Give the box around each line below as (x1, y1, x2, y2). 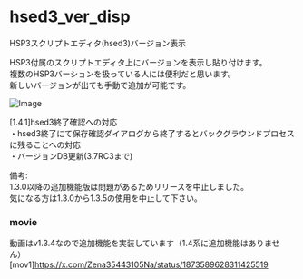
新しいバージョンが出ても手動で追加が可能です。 (9, 79, 191, 90)
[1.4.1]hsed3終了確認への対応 (9, 116, 118, 127)
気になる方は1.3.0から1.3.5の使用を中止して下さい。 (9, 193, 202, 204)
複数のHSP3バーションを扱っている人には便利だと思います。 (9, 68, 236, 79)
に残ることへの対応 (9, 139, 82, 150)
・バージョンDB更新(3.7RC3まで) (9, 150, 133, 161)
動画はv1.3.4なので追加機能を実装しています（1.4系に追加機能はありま (9, 238, 272, 249)
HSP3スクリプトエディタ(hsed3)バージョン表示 (9, 37, 186, 48)
